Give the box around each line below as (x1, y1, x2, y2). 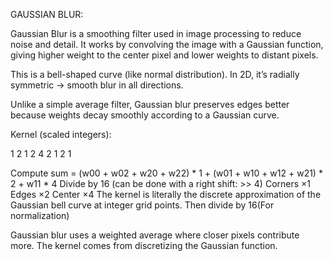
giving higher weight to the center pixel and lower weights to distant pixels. (10, 49, 319, 61)
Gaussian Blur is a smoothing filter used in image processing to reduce (10, 28, 302, 39)
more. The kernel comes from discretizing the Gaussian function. (10, 240, 278, 251)
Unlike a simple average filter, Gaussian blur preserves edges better (10, 99, 290, 110)
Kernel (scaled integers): (10, 129, 112, 140)
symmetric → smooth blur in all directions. (10, 79, 184, 91)
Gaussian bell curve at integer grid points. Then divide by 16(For (10, 199, 275, 211)
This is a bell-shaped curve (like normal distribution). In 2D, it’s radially (10, 69, 300, 80)
